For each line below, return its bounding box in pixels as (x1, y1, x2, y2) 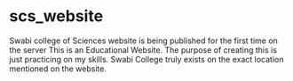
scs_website (9, 6, 104, 26)
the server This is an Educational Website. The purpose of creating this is (9, 44, 278, 55)
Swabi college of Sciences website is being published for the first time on (9, 35, 278, 46)
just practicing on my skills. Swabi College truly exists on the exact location (9, 54, 284, 64)
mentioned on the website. (9, 63, 107, 74)
